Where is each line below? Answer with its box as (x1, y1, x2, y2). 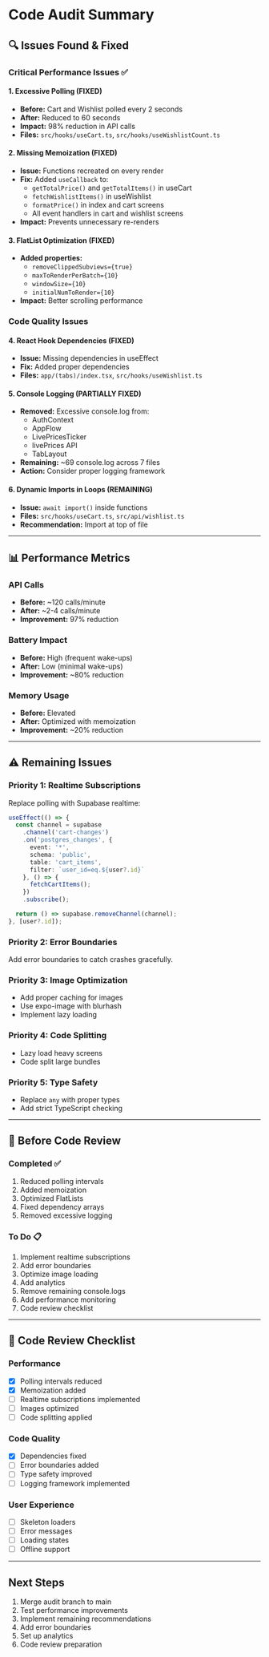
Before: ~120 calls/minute (19, 597, 106, 607)
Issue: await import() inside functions (19, 503, 148, 512)
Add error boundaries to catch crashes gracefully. (8, 955, 174, 964)
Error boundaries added (19, 1461, 99, 1470)
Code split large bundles (19, 1057, 101, 1066)
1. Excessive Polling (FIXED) (8, 87, 102, 96)
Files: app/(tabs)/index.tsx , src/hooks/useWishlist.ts (19, 370, 203, 380)
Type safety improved (19, 1469, 93, 1479)
